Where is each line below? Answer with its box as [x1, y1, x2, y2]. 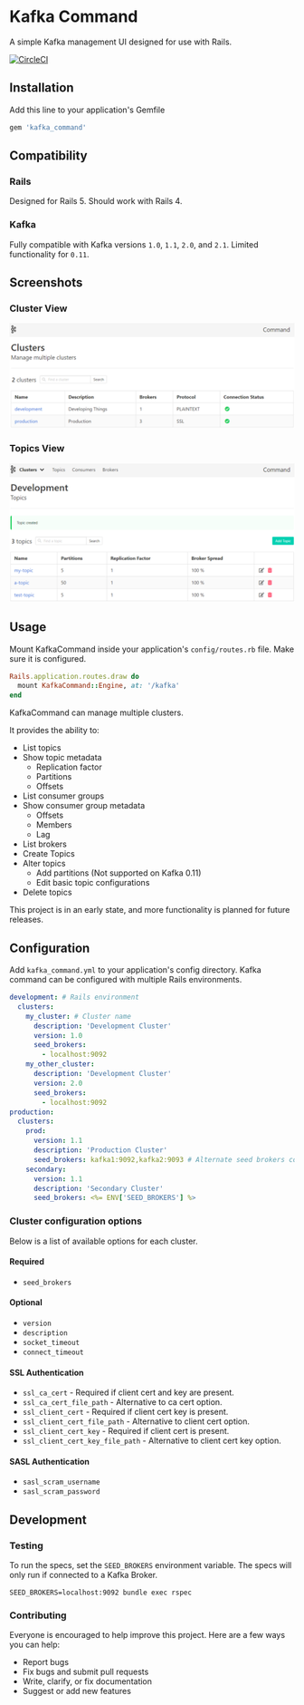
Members [35, 819, 72, 830]
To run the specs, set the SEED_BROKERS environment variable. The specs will [9, 1560, 292, 1571]
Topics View [9, 442, 65, 455]
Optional [9, 1297, 43, 1308]
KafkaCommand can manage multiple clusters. [9, 707, 184, 718]
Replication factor [35, 761, 102, 772]
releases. [9, 914, 43, 925]
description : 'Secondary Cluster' [33, 1184, 165, 1193]
